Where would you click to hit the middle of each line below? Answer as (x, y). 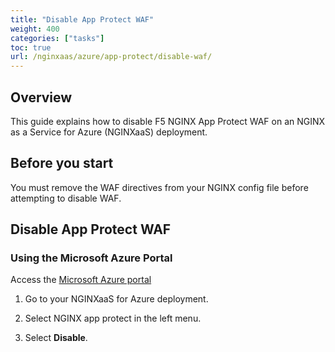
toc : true (31, 47)
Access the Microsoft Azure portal (81, 280)
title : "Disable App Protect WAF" (82, 19)
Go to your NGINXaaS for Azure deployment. (116, 299)
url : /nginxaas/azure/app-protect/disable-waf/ (111, 57)
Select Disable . (56, 338)
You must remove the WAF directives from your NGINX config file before (159, 187)
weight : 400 (35, 29)
